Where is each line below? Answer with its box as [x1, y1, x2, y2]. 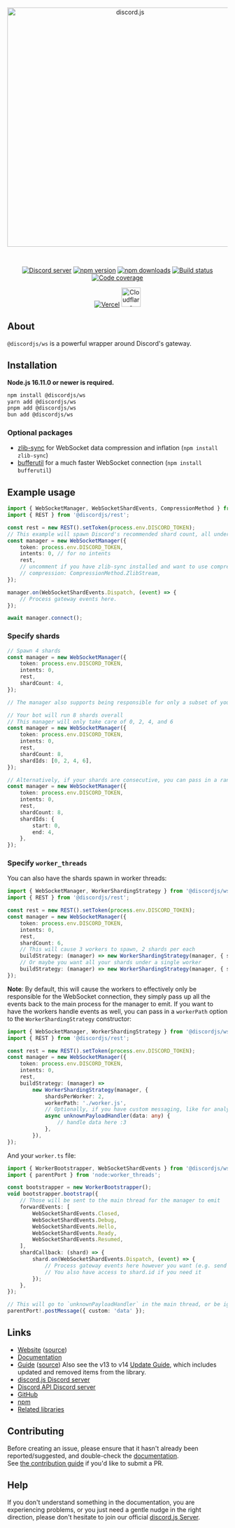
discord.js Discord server [17, 1375, 90, 1384]
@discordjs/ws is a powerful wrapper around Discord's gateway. [7, 339, 192, 347]
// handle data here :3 [57, 1119, 127, 1126]
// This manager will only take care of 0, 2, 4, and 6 [7, 718, 173, 725]
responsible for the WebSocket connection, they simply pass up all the [7, 992, 211, 1001]
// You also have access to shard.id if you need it [44, 1269, 201, 1276]
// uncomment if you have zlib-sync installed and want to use [20, 563, 208, 571]
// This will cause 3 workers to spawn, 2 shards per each [20, 946, 196, 953]
